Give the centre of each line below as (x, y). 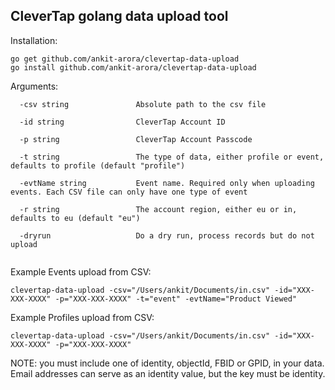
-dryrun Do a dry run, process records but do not (167, 235)
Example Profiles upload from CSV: (82, 317)
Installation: (34, 40)
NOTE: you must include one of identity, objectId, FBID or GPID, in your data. (167, 363)
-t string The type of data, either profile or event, (172, 157)
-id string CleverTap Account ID (122, 122)
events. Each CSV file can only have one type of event (129, 192)
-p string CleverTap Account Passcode (136, 139)
